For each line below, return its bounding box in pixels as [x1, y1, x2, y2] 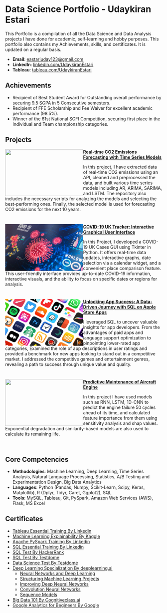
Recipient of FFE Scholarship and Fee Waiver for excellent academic [12, 105, 153, 111]
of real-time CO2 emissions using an [83, 169, 159, 175]
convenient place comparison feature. [83, 265, 161, 271]
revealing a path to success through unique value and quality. [5, 361, 132, 367]
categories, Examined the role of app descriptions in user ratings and [5, 345, 147, 351]
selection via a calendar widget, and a [83, 260, 161, 266]
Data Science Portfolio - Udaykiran [5, 3, 152, 15]
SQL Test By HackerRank [12, 549, 64, 555]
